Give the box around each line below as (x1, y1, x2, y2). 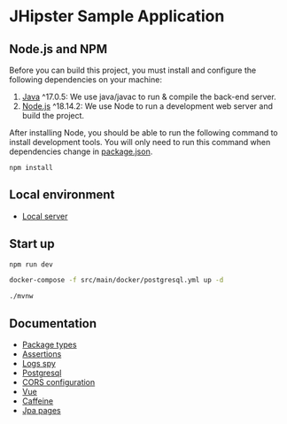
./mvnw (9, 291, 34, 300)
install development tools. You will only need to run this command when (9, 137, 271, 147)
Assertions (21, 349, 62, 359)
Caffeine (21, 396, 54, 406)
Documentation (9, 316, 97, 331)
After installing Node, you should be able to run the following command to (9, 127, 279, 138)
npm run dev (9, 259, 53, 269)
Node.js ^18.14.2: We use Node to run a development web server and (21, 101, 273, 112)
